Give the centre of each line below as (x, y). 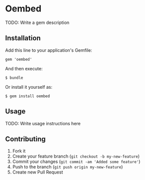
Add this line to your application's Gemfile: (49, 50)
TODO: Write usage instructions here (43, 123)
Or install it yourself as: (29, 87)
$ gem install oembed (28, 96)
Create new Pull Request (38, 172)
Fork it (19, 151)
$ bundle (14, 78)
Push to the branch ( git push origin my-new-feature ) (68, 167)
